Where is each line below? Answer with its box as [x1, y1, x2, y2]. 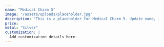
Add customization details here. [9, 35, 78, 40]
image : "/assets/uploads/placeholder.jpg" [5, 12, 93, 17]
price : [5, 21, 19, 26]
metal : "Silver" [5, 25, 38, 30]
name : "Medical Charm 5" [5, 7, 56, 12]
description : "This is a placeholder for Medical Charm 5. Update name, [5, 16, 156, 21]
